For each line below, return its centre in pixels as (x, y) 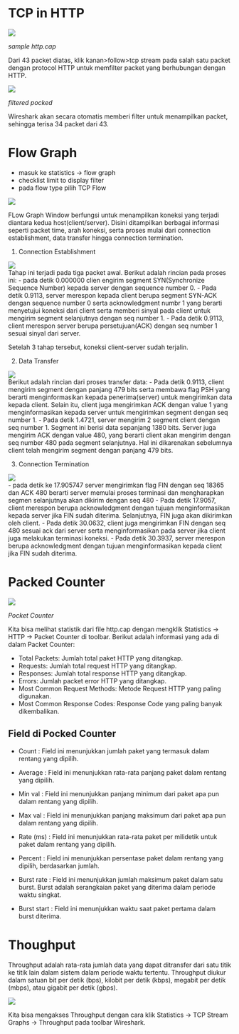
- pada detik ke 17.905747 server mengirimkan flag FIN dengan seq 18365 (116, 485)
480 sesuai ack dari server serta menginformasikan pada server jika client (117, 531)
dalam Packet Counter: (42, 644)
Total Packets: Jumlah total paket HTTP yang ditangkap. (101, 658)
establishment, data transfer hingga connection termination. (96, 238)
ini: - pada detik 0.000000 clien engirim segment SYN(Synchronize (106, 280)
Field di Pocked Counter (62, 734)
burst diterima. (40, 916)
